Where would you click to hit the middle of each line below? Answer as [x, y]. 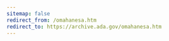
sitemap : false [28, 14]
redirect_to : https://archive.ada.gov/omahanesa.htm [84, 26]
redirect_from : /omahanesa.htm [52, 20]
